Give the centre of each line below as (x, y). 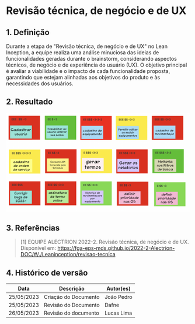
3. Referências (33, 228)
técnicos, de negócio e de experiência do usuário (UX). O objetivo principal (97, 65)
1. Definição (28, 32)
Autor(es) (119, 288)
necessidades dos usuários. (40, 83)
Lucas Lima (119, 313)
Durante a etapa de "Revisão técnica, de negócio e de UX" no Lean (87, 46)
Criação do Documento (72, 297)
